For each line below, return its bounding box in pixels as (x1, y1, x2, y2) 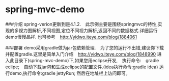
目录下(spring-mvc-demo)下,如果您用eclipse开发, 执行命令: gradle (14, 57, 159, 63)
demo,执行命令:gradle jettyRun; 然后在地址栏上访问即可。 (9, 70, 130, 76)
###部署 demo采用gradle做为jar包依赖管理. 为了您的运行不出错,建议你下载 (5, 44, 164, 50)
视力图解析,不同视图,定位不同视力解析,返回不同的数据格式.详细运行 (18, 27, 158, 34)
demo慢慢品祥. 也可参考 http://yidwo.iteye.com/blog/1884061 (5, 34, 137, 40)
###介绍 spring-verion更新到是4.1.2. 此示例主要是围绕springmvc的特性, (5, 21, 158, 27)
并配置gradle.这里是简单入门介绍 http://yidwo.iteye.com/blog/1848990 (5, 51, 156, 57)
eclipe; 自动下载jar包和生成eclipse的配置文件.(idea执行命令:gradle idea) (5, 64, 158, 70)
